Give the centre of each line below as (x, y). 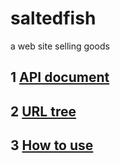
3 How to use (52, 145)
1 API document (60, 77)
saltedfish (53, 18)
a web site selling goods (60, 46)
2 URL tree (43, 111)
